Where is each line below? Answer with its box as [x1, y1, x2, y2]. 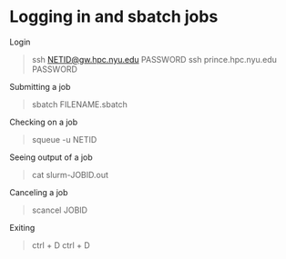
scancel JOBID [31, 204, 88, 215]
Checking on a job [9, 116, 78, 127]
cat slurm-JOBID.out [31, 169, 109, 180]
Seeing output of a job [9, 152, 93, 163]
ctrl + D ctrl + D [31, 239, 91, 251]
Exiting [9, 222, 36, 233]
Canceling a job [9, 186, 68, 197]
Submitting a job [9, 81, 71, 92]
